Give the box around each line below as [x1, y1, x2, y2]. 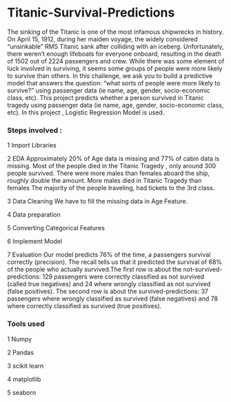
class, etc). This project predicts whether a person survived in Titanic [7, 93, 204, 101]
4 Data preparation [7, 210, 61, 219]
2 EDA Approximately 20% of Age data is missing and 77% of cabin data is [7, 154, 219, 163]
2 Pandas [7, 348, 34, 356]
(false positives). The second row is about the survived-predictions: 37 [7, 288, 209, 296]
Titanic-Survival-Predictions [7, 5, 175, 21]
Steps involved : [7, 125, 63, 135]
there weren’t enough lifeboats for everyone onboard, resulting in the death [7, 50, 221, 58]
